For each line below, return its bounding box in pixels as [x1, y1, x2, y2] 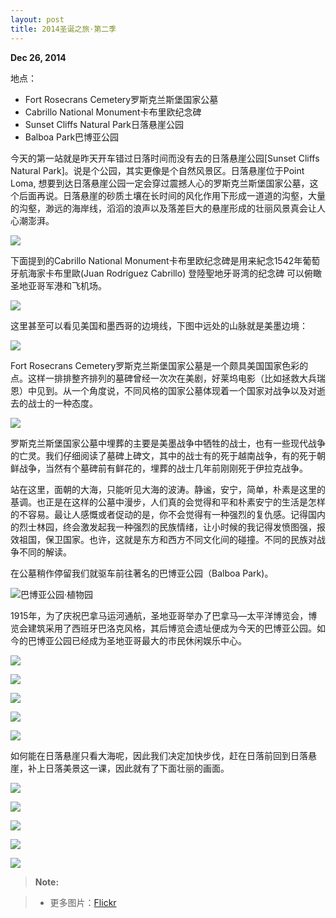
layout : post [10, 14, 65, 25]
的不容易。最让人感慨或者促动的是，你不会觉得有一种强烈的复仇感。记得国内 [10, 508, 326, 520]
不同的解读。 [18, 546, 72, 558]
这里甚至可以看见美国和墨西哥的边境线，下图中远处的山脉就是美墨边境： [10, 319, 308, 331]
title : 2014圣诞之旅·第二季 [10, 24, 117, 34]
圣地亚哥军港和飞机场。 [10, 279, 107, 291]
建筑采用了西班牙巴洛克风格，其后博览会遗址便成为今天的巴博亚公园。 [27, 622, 317, 634]
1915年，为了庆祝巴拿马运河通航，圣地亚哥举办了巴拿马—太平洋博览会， [10, 609, 309, 621]
